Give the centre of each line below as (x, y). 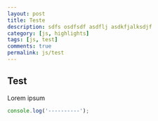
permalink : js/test (36, 53)
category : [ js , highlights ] (48, 33)
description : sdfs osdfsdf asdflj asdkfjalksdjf (80, 27)
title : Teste (26, 20)
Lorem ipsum (26, 98)
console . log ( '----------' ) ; (48, 111)
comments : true (29, 46)
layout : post (26, 14)
